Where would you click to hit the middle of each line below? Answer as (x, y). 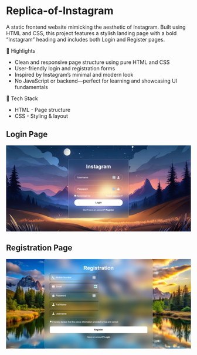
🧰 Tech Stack (22, 98)
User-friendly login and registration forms (65, 68)
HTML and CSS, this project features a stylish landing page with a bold (91, 33)
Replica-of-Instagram (60, 11)
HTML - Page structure (43, 110)
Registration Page (39, 248)
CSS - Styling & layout (41, 116)
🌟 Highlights (21, 50)
